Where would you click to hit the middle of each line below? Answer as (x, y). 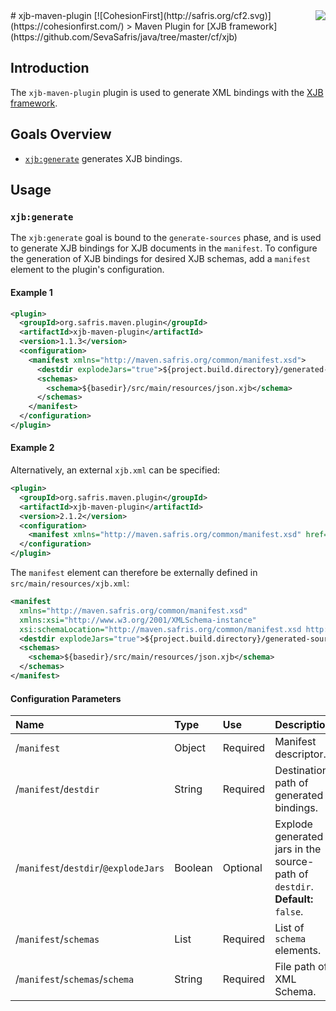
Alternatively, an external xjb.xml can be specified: (115, 470)
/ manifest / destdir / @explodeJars (90, 868)
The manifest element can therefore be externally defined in (134, 573)
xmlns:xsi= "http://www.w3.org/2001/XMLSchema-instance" (138, 620)
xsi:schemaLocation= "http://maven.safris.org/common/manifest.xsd (160, 629)
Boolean (193, 868)
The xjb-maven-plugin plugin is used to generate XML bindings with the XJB (167, 92)
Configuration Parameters (66, 698)
